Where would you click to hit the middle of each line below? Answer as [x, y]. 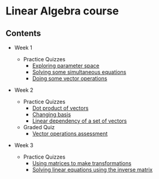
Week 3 [24, 145]
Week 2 [24, 90]
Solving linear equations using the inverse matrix [92, 170]
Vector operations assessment [70, 134]
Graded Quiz [39, 127]
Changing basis [52, 114]
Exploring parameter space [66, 65]
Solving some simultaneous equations [79, 72]
